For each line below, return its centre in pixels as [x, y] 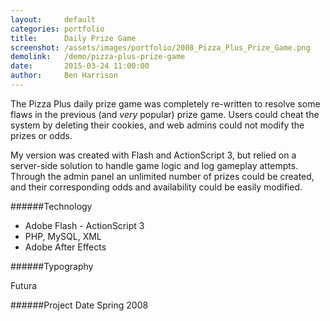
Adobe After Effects [65, 247]
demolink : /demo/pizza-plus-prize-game [98, 57]
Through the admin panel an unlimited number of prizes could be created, [162, 176]
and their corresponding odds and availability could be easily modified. [156, 187]
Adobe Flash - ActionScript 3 [84, 225]
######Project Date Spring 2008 [79, 305]
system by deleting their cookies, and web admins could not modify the [157, 125]
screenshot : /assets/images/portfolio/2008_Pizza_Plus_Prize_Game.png [160, 47]
